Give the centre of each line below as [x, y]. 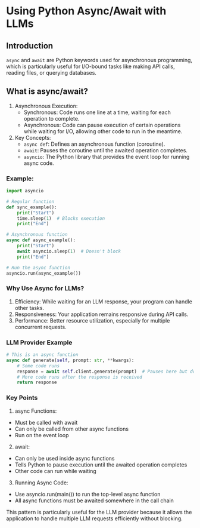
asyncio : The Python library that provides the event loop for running [107, 156]
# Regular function [30, 201]
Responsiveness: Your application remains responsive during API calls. [101, 314]
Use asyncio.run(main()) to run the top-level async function [87, 494]
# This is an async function [42, 355]
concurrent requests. [40, 327]
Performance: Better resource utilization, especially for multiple [92, 320]
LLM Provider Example [39, 342]
